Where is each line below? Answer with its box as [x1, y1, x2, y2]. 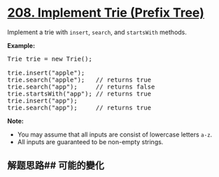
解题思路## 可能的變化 [7, 160, 105, 171]
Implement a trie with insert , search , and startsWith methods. [7, 28, 188, 36]
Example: [7, 41, 36, 49]
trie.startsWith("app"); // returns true [7, 89, 152, 98]
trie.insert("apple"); [7, 68, 85, 77]
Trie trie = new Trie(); [7, 54, 92, 63]
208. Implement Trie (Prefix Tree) [7, 5, 204, 21]
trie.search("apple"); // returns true [7, 75, 152, 84]
